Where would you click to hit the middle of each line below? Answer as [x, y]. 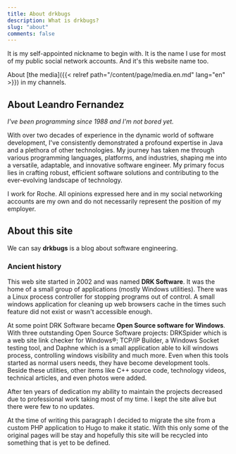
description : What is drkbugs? [53, 20]
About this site [40, 231]
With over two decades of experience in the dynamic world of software [111, 136]
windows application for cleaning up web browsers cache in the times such [117, 304]
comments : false [31, 34]
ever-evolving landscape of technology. [65, 180]
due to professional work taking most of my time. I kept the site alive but [112, 399]
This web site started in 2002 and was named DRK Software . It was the [111, 282]
